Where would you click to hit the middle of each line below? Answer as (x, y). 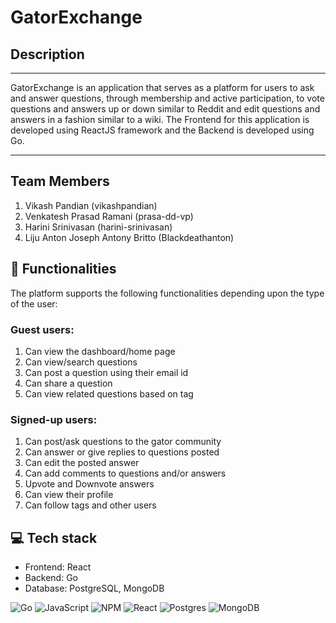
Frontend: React (58, 567)
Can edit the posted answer (82, 463)
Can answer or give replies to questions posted (122, 452)
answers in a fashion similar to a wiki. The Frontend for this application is (160, 119)
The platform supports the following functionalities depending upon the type (167, 293)
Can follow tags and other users (90, 505)
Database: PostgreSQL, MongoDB (94, 588)
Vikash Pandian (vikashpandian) (91, 205)
